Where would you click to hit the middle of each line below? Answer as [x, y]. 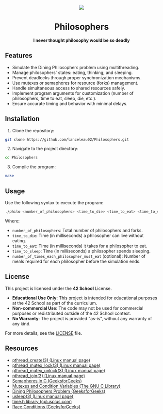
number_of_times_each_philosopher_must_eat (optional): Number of [79, 256]
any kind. [21, 324]
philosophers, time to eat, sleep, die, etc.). [54, 98]
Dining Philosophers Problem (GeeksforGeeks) [59, 391]
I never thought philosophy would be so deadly [81, 40]
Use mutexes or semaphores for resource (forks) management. [75, 83]
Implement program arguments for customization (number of [73, 93]
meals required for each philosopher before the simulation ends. [76, 261]
